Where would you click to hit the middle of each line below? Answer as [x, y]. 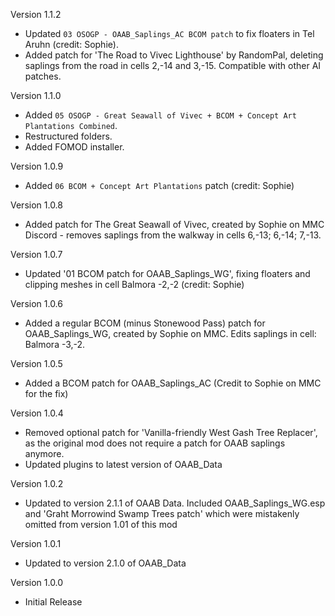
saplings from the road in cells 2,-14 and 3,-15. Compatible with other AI [173, 65]
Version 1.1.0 [36, 95]
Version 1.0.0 [37, 582]
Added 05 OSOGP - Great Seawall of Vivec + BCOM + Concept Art [160, 115]
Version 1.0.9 [37, 166]
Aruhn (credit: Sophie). [71, 44]
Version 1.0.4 [37, 413]
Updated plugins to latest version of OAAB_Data [123, 464]
